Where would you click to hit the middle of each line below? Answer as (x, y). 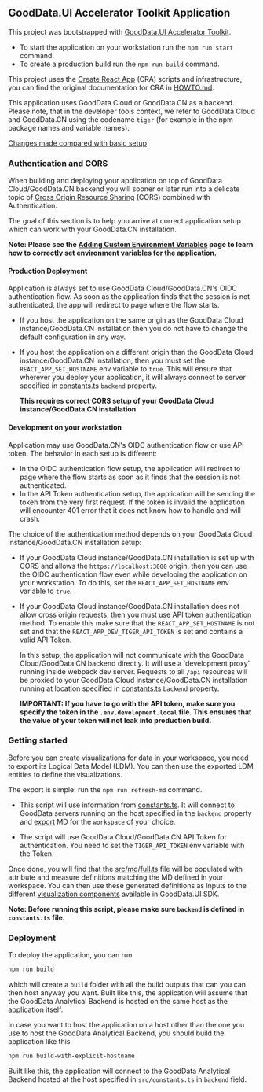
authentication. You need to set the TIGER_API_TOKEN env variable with (132, 845)
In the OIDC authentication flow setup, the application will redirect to (130, 468)
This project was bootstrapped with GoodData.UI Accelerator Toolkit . (120, 31)
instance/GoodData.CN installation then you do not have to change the (134, 329)
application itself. (36, 1009)
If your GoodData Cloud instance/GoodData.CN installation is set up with (137, 557)
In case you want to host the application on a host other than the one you (126, 1024)
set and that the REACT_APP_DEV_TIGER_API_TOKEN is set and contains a (131, 631)
